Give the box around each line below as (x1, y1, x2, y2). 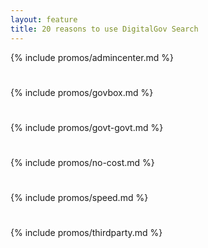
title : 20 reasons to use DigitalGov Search (10, 24, 199, 34)
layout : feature (10, 14, 78, 25)
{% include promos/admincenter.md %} (10, 51, 175, 63)
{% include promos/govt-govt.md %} (10, 121, 164, 133)
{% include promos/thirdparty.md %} (10, 227, 163, 239)
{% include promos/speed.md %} (10, 192, 149, 204)
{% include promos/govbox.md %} (10, 86, 154, 98)
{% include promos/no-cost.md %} (10, 157, 155, 169)
